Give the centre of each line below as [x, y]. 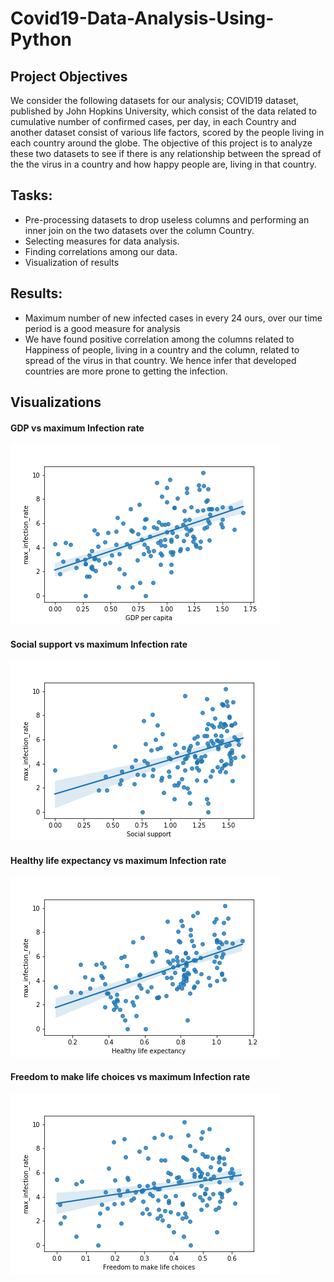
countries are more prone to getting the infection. [126, 371]
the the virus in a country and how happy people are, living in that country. [163, 164]
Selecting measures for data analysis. [102, 241]
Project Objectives [69, 76]
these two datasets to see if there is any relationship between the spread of [166, 153]
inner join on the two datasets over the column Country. [139, 230]
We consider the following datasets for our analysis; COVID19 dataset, [154, 100]
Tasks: [31, 195]
